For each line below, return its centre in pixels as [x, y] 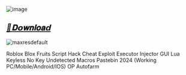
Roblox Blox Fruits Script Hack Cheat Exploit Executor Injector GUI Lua [93, 54]
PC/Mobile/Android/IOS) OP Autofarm [53, 66]
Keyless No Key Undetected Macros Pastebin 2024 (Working [82, 60]
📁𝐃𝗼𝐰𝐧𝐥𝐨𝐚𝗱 [28, 28]
